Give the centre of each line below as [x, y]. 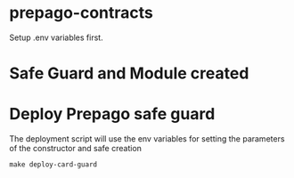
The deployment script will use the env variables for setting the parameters [147, 139]
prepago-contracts [82, 13]
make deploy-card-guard [53, 165]
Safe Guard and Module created [129, 73]
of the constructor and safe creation [76, 149]
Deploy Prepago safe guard [112, 114]
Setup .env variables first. [57, 37]
